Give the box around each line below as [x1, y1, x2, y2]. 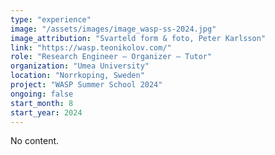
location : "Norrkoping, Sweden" [10, 71, 145, 81]
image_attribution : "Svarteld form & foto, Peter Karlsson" [10, 33, 267, 43]
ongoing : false [10, 89, 74, 99]
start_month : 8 [10, 98, 74, 108]
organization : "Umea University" [10, 61, 150, 71]
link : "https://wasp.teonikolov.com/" [10, 42, 172, 53]
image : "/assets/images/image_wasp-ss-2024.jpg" [10, 24, 217, 34]
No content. [10, 135, 60, 147]
